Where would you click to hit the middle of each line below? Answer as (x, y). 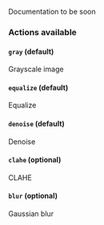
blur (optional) (33, 196)
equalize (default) (38, 87)
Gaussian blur (31, 213)
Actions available (43, 32)
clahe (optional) (35, 160)
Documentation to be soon (52, 12)
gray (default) (31, 51)
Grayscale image (36, 69)
